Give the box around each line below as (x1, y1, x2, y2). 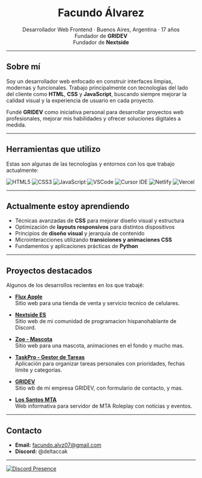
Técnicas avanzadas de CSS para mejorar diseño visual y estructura (14, 217, 185, 225)
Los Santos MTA (14, 396, 57, 404)
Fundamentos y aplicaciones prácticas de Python (14, 243, 138, 250)
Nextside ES (14, 311, 46, 318)
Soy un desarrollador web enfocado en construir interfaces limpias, (6, 77, 173, 85)
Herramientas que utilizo (6, 144, 101, 154)
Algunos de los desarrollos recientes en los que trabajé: (6, 282, 144, 289)
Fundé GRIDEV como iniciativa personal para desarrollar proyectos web (6, 108, 184, 115)
